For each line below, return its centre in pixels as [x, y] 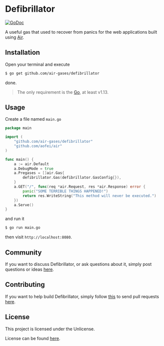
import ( [14, 137]
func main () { [20, 159]
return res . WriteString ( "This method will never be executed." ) [90, 196]
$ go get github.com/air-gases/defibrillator [52, 73]
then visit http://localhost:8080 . [39, 237]
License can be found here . [33, 338]
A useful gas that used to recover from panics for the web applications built [81, 32]
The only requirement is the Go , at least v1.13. [63, 92]
